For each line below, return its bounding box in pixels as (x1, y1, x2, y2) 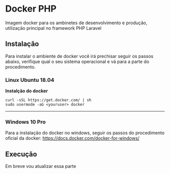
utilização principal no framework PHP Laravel (5, 25, 102, 31)
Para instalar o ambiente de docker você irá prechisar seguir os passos (5, 53, 153, 59)
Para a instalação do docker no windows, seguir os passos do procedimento (5, 130, 165, 136)
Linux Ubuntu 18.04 (5, 76, 55, 83)
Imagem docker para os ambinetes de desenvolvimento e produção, (5, 20, 148, 26)
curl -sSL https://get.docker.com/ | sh (5, 98, 92, 103)
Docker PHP (5, 3, 57, 15)
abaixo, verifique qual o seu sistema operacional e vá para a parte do (5, 59, 149, 65)
